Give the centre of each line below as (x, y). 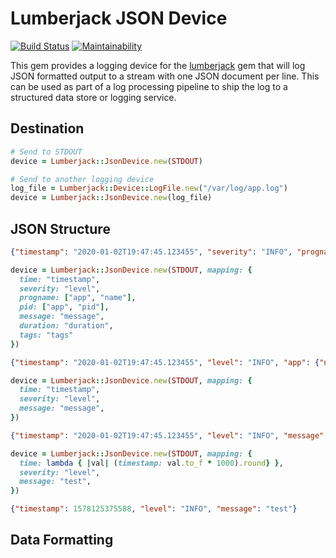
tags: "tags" (46, 335)
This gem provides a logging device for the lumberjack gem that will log (158, 65)
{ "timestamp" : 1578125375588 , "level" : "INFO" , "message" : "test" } (154, 509)
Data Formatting (62, 540)
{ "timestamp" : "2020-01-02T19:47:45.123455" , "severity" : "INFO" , (151, 252)
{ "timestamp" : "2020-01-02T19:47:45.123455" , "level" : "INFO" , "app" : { (165, 362)
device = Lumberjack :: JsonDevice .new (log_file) (111, 198)
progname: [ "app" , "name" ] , (78, 298)
